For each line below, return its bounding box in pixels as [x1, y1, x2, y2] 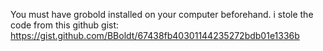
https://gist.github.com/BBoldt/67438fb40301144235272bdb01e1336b [10, 30, 300, 41]
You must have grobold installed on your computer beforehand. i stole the [10, 9, 314, 20]
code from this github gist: [10, 19, 120, 31]
